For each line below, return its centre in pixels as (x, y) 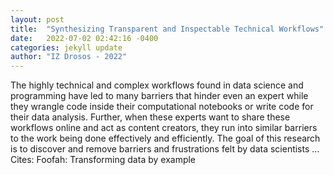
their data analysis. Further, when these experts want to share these (150, 117)
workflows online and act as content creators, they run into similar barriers (164, 128)
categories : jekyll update (66, 47)
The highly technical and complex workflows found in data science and (157, 85)
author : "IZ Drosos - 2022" (69, 57)
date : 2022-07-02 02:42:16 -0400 (84, 38)
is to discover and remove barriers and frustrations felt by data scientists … (165, 149)
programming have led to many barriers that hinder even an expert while (159, 96)
